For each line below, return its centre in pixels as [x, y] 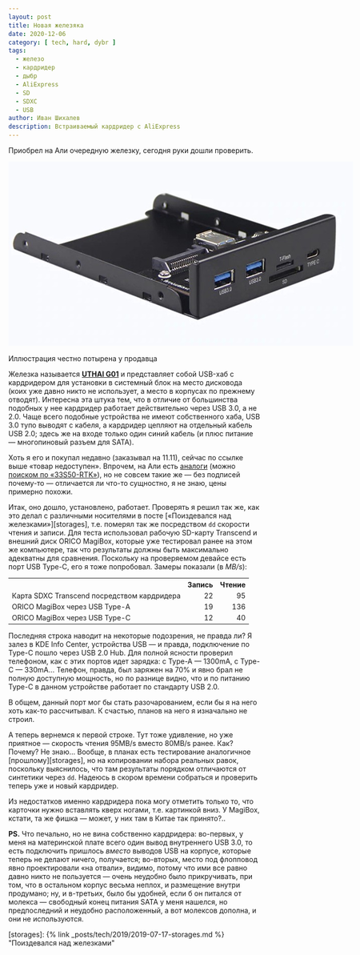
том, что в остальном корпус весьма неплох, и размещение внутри [124, 885]
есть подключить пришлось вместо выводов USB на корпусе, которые [130, 851]
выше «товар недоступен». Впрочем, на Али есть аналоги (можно [122, 466]
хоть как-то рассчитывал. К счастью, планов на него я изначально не [128, 710]
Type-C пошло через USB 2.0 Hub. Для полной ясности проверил [121, 652]
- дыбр [26, 76]
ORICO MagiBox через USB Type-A [71, 607]
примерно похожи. [41, 492]
